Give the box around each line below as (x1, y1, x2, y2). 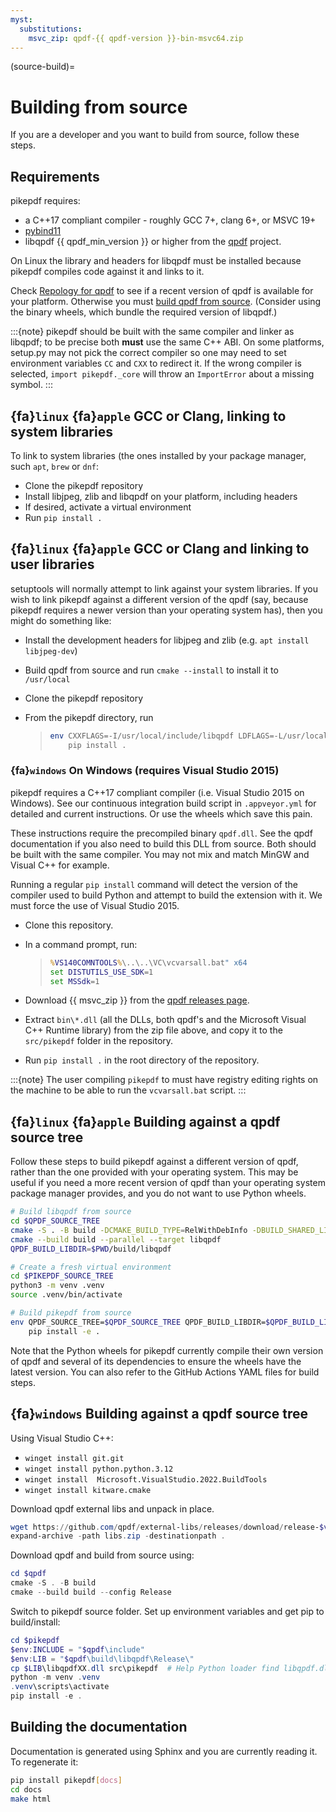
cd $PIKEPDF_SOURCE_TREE (10, 1271, 114, 1281)
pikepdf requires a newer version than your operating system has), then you (10, 604, 323, 616)
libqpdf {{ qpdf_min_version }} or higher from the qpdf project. (24, 236, 282, 248)
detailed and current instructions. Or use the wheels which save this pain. (10, 807, 313, 820)
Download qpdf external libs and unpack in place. (10, 1502, 215, 1515)
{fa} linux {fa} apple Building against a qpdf (10, 1113, 281, 1130)
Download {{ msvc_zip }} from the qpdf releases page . (24, 994, 250, 1006)
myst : (10, 14, 33, 25)
